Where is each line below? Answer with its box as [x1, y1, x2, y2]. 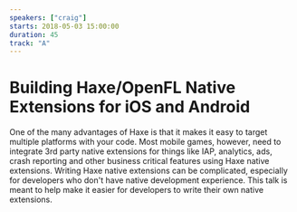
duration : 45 [9, 30, 59, 39]
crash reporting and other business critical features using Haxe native [9, 156, 270, 167]
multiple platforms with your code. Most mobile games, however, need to [9, 137, 282, 148]
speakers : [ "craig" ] [9, 13, 88, 23]
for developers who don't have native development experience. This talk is [9, 175, 288, 186]
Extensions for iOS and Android [9, 97, 251, 118]
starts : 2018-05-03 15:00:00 [9, 22, 120, 31]
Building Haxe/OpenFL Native [9, 78, 236, 98]
